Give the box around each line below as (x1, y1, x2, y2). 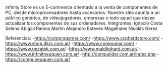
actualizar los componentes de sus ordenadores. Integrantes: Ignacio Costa (5, 20, 163, 26)
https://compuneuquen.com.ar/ (5, 56, 71, 62)
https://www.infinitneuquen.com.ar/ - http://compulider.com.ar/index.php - (5, 51, 159, 57)
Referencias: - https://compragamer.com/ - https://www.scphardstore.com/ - (5, 35, 163, 41)
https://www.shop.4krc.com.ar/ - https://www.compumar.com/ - (5, 40, 138, 46)
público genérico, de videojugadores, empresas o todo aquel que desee (5, 15, 155, 20)
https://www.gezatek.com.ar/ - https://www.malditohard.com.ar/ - (5, 46, 141, 51)
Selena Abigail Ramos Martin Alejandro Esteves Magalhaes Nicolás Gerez (5, 25, 158, 31)
